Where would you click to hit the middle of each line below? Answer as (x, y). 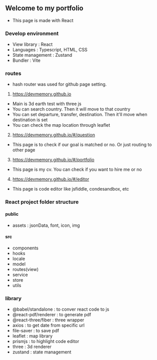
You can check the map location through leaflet (61, 125)
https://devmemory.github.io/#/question (54, 135)
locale (19, 258)
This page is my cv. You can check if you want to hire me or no (77, 169)
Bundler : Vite (26, 60)
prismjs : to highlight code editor (46, 341)
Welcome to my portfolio (44, 8)
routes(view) (25, 269)
